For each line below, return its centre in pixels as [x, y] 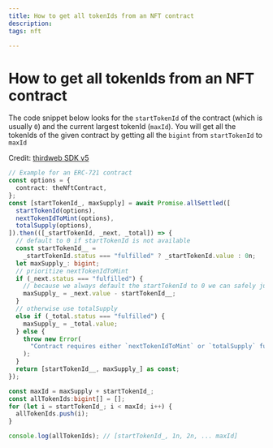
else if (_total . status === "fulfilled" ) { [90, 316]
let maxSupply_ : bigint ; [58, 263]
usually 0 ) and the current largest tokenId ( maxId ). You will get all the [122, 127]
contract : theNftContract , [61, 188]
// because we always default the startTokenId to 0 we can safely [139, 286]
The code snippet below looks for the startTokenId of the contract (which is [135, 118]
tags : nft [25, 31]
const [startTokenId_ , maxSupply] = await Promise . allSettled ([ [119, 203]
